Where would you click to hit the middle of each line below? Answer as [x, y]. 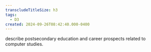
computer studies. [24, 44]
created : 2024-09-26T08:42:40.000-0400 [48, 24]
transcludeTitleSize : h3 [32, 10]
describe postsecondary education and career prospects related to [75, 39]
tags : [11, 15]
